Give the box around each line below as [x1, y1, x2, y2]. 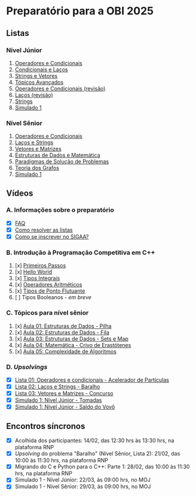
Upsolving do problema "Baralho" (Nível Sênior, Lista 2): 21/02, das [14, 450, 180, 457]
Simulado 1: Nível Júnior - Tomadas [14, 397, 102, 404]
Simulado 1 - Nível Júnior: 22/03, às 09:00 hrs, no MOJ [14, 476, 151, 483]
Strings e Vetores [14, 72, 58, 79]
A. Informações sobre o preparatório [6, 206, 115, 214]
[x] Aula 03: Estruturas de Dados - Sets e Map [14, 335, 128, 342]
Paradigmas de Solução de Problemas [14, 158, 109, 165]
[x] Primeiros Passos [14, 262, 66, 269]
